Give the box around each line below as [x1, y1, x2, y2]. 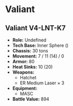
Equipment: [12, 85, 37, 91]
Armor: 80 [12, 59, 35, 64]
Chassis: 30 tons [12, 48, 48, 54]
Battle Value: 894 [12, 96, 49, 102]
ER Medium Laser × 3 [19, 80, 64, 86]
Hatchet [19, 75, 36, 80]
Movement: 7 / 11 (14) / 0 [12, 53, 64, 59]
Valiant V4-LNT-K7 [5, 24, 66, 32]
